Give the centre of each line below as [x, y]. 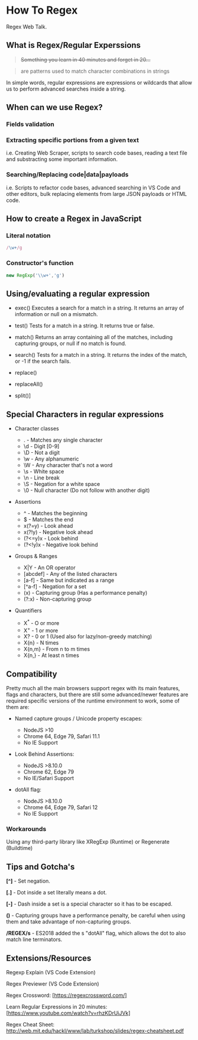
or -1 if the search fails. [43, 361]
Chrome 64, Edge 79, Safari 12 [61, 807]
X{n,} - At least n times [51, 655]
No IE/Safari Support [48, 778]
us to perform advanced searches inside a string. [66, 89]
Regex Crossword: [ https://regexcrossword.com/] [66, 996]
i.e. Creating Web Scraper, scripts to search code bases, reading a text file [97, 153]
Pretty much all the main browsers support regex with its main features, [93, 688]
